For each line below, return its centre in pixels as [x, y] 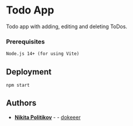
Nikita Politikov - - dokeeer [48, 117]
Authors [21, 103]
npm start [18, 86]
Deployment [29, 72]
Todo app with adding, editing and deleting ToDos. [66, 26]
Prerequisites [25, 42]
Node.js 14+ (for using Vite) [43, 54]
